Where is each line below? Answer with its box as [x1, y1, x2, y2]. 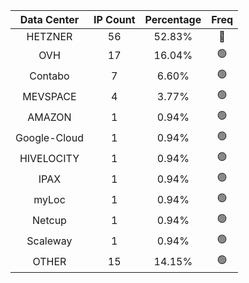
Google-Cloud [15, 130, 84, 144]
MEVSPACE [22, 89, 77, 103]
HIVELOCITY [19, 151, 80, 165]
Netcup [32, 213, 67, 227]
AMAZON [27, 110, 72, 124]
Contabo [29, 69, 70, 83]
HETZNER [26, 30, 73, 43]
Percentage [144, 13, 202, 26]
